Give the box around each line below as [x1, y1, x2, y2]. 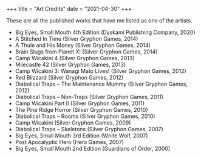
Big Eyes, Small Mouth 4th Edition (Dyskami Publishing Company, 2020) [15, 29, 196, 36]
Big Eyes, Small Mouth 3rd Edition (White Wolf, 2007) [15, 132, 148, 139]
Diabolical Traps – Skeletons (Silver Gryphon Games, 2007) [15, 126, 164, 132]
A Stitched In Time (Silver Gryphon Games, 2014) [15, 35, 138, 42]
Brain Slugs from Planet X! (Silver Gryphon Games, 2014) [15, 48, 158, 55]
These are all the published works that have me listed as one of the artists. [6, 17, 192, 24]
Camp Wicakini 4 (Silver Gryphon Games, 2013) [15, 55, 135, 61]
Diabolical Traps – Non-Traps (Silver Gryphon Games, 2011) [15, 94, 164, 100]
